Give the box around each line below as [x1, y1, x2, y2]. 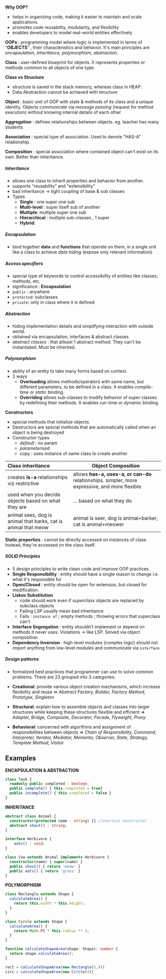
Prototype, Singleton [12, 694, 54, 700]
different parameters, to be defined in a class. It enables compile [19, 384, 151, 390]
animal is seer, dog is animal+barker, [73, 514, 158, 521]
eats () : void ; [14, 841, 45, 846]
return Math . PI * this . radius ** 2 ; [14, 928, 90, 933]
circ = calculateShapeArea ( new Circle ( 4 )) [5, 969, 94, 974]
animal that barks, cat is [7, 518, 63, 525]
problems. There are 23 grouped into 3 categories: [12, 674, 116, 680]
